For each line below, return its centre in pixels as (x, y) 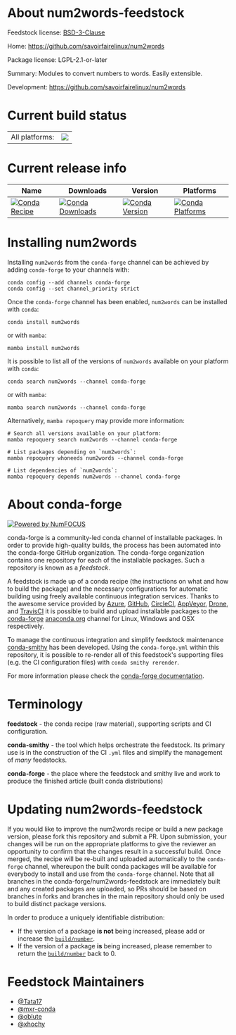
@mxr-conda (37, 1009)
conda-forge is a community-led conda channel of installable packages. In (115, 537)
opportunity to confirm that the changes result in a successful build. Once (114, 851)
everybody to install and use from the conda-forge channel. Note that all (111, 874)
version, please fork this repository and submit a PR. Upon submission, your (117, 836)
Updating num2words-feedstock (105, 809)
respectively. (26, 626)
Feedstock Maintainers (76, 982)
